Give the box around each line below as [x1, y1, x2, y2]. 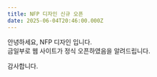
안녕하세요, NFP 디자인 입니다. [7, 37, 93, 46]
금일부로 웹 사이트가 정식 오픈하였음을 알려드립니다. [7, 46, 151, 55]
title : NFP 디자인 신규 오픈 [7, 10, 83, 18]
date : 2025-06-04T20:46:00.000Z [7, 17, 103, 24]
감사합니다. [7, 61, 39, 70]
